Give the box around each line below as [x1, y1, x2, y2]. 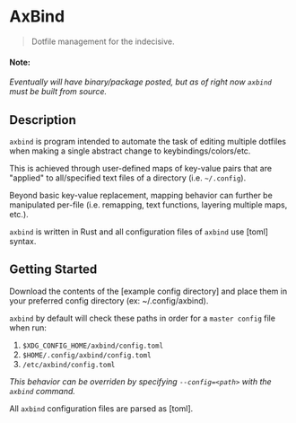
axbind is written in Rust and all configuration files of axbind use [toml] [9, 226, 269, 237]
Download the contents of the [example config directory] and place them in [9, 286, 288, 296]
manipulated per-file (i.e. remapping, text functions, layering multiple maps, [9, 199, 288, 210]
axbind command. [9, 385, 76, 396]
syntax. [9, 235, 37, 246]
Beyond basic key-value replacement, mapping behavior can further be [9, 189, 274, 200]
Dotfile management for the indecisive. [30, 36, 175, 47]
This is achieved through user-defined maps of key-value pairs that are [9, 163, 272, 173]
